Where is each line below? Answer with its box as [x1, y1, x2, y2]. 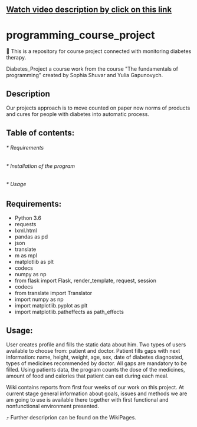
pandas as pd [14, 233, 48, 240]
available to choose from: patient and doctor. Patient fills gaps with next [6, 347, 180, 355]
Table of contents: [6, 128, 75, 138]
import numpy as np [14, 296, 64, 303]
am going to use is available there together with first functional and [6, 396, 169, 403]
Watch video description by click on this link [6, 5, 172, 15]
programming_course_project [6, 28, 155, 42]
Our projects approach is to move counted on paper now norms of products [6, 104, 191, 111]
